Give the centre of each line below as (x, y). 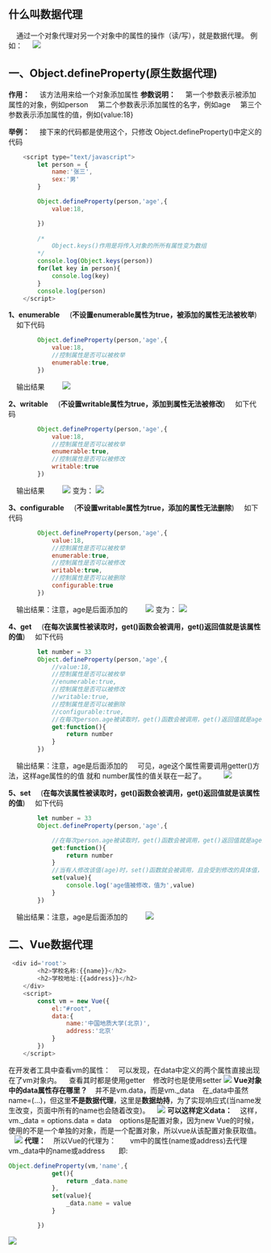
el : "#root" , (71, 1009)
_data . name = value (98, 1204)
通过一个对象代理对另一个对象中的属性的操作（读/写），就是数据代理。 (132, 35)
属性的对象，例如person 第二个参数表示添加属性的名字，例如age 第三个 (135, 104)
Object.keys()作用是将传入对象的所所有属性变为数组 (129, 246)
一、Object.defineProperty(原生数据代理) (113, 74)
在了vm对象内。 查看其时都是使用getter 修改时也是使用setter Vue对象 (135, 1080)
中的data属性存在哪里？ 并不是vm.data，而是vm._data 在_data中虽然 (128, 1090)
